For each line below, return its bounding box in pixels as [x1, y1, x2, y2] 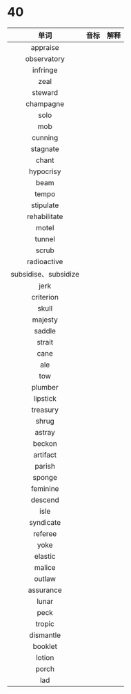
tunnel [34, 234, 55, 243]
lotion [35, 652, 54, 662]
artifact [33, 450, 57, 460]
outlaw [34, 573, 57, 583]
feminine [30, 483, 59, 493]
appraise [30, 42, 60, 52]
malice [34, 562, 57, 572]
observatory [25, 53, 65, 63]
